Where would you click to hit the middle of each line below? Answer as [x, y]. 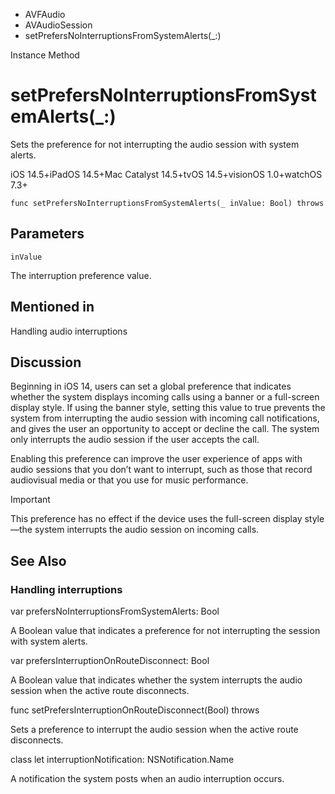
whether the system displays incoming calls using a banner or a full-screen [165, 397]
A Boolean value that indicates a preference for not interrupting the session [165, 631]
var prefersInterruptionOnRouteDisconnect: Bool [110, 661]
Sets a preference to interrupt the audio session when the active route [154, 730]
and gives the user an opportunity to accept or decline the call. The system [165, 429]
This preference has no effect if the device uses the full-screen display [156, 519]
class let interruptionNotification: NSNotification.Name [122, 760]
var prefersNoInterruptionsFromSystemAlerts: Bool [115, 611]
